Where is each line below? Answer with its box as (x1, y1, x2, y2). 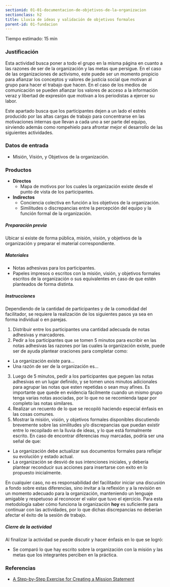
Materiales (5, 252, 29, 258)
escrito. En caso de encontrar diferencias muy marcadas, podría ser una (12, 433, 164, 439)
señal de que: (12, 438, 42, 444)
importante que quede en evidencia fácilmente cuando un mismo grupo (12, 389, 162, 395)
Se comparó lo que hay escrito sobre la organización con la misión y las (12, 546, 163, 553)
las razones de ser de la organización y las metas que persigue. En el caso (5, 65, 161, 71)
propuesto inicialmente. (12, 470, 62, 476)
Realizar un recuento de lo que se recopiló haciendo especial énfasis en (12, 406, 163, 412)
